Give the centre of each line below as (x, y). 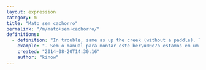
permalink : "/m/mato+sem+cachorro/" (53, 29)
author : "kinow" (38, 57)
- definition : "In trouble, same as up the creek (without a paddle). (104, 40)
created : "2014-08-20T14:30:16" (59, 52)
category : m (21, 18)
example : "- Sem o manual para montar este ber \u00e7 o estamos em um (108, 46)
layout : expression (31, 12)
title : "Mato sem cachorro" (42, 23)
